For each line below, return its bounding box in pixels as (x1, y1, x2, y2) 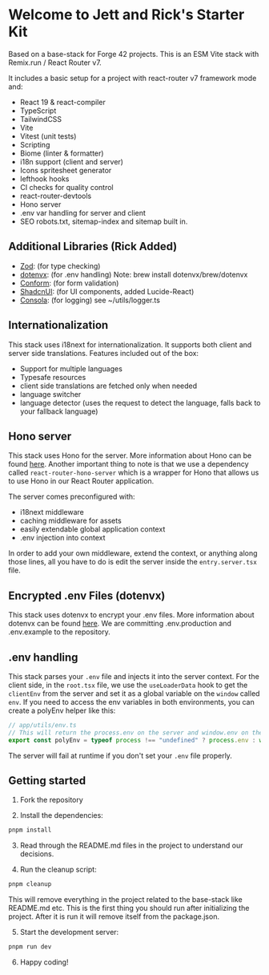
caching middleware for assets (19, 516, 122, 526)
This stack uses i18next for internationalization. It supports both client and (8, 339, 252, 350)
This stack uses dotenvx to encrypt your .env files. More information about (8, 610, 255, 620)
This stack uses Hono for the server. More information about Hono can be (8, 451, 252, 460)
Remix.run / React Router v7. (8, 58, 102, 67)
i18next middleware (19, 508, 84, 517)
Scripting (19, 140, 50, 149)
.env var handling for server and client (19, 208, 147, 217)
